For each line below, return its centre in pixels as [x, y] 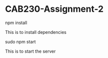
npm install [16, 23]
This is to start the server [30, 51]
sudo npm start [20, 42]
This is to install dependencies [36, 32]
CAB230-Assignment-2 [54, 9]
